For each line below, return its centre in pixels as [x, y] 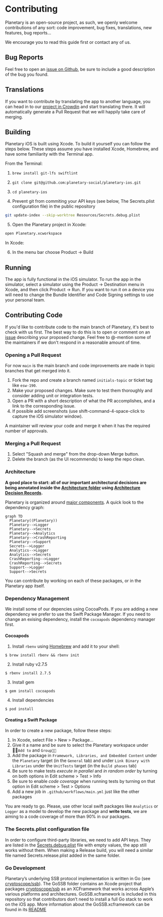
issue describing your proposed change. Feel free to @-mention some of [78, 337]
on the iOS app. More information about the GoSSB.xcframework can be [77, 904]
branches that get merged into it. [38, 371]
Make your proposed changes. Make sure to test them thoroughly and [82, 390]
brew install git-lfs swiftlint [45, 174]
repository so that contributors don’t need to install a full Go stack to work [79, 899]
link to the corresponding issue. [44, 406]
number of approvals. [27, 431]
